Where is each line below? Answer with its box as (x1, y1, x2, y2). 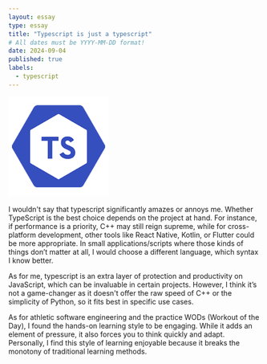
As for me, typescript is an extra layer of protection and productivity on (8, 271, 243, 280)
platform (8, 230, 36, 239)
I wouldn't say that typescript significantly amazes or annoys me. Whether (8, 204, 254, 214)
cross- (227, 221, 250, 231)
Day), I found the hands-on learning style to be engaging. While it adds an (8, 321, 253, 330)
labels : (8, 64, 34, 72)
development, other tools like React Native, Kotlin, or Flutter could (37, 230, 255, 239)
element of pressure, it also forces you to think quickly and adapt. (8, 329, 225, 339)
